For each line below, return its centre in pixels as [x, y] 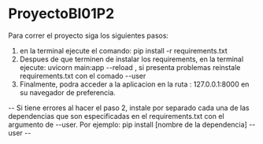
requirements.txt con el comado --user [83, 76]
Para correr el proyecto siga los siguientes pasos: [89, 35]
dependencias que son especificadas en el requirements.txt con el [116, 116]
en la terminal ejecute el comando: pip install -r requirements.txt [123, 50]
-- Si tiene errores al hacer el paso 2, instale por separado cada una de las [129, 108]
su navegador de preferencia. [67, 92]
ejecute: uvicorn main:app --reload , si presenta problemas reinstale [130, 67]
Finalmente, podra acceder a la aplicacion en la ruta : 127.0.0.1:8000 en [134, 84]
